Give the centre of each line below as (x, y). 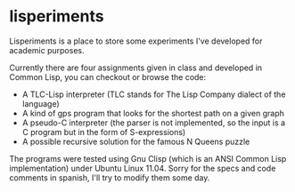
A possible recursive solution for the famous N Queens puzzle (136, 141)
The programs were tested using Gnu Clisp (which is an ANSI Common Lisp (148, 158)
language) (41, 103)
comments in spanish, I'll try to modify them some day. (110, 177)
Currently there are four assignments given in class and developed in (136, 68)
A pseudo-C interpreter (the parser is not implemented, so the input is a (154, 123)
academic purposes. (47, 50)
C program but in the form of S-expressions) (104, 132)
